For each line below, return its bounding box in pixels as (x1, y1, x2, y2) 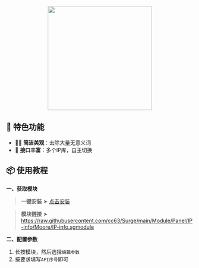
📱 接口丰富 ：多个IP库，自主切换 (14, 146, 93, 153)
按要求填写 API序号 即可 (14, 256, 69, 263)
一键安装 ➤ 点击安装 (20, 197, 70, 204)
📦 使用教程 (6, 166, 49, 176)
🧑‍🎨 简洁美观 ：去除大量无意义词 (14, 139, 91, 146)
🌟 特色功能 (6, 122, 45, 133)
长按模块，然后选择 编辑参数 (14, 248, 80, 255)
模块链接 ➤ (20, 210, 48, 217)
